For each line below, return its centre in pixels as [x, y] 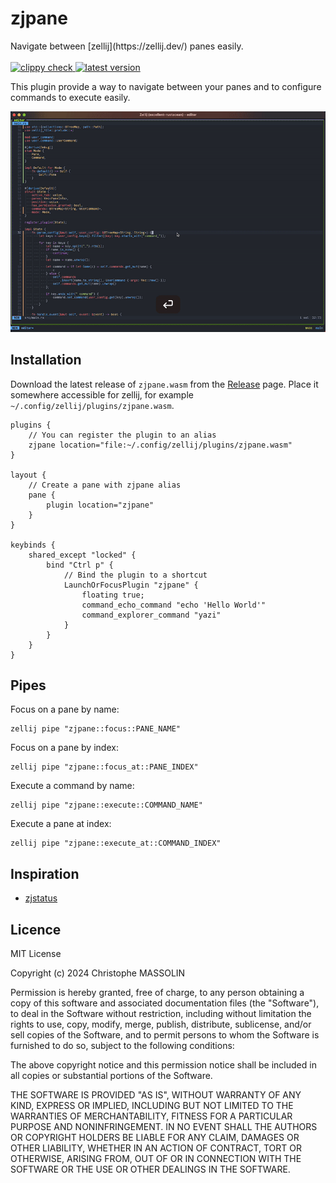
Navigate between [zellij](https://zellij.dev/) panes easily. [127, 46]
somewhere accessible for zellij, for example [102, 394]
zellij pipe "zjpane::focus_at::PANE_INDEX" [104, 767]
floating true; [113, 595]
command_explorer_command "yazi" [151, 615]
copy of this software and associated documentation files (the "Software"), [165, 1003]
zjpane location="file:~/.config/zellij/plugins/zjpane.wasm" [160, 445]
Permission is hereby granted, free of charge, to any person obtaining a [157, 992]
